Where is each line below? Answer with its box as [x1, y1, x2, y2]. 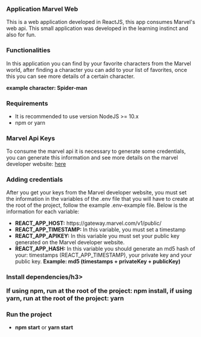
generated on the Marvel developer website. [14, 239, 125, 246]
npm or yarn [14, 119, 46, 126]
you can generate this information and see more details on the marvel [6, 154, 178, 161]
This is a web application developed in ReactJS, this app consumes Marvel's [6, 19, 196, 26]
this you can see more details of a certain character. [6, 73, 135, 80]
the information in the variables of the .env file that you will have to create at [6, 195, 194, 203]
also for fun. [6, 31, 37, 38]
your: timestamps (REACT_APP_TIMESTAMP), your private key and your [14, 251, 192, 259]
